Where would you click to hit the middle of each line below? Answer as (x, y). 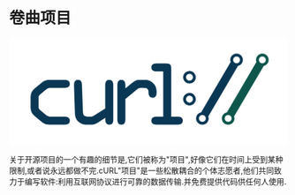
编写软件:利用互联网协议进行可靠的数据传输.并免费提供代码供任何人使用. (155, 182)
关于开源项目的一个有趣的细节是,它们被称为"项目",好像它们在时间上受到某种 (146, 160)
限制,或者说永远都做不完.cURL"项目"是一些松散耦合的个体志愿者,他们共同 (142, 171)
